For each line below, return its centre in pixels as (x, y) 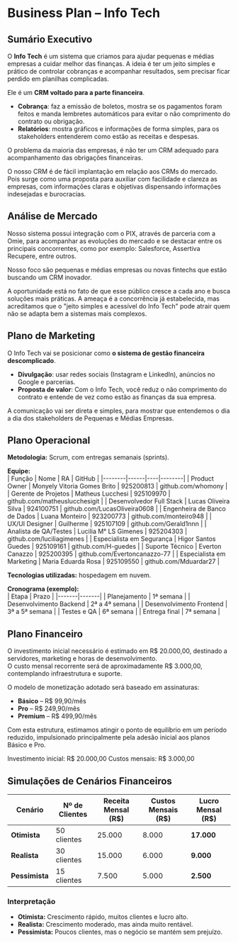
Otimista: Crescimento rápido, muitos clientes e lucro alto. (103, 917)
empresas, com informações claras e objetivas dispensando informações (114, 186)
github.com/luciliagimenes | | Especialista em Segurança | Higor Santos (112, 539)
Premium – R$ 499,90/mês (57, 716)
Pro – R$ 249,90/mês (49, 709)
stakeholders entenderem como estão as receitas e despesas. (108, 136)
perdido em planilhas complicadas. (58, 79)
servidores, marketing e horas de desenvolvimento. (83, 659)
